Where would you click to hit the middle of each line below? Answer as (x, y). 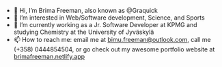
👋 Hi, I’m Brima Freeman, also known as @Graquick (86, 10)
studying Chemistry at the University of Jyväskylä (84, 32)
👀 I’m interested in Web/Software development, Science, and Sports (109, 18)
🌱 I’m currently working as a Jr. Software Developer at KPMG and (105, 25)
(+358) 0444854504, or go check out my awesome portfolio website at (114, 49)
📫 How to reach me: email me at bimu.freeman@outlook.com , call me (112, 40)
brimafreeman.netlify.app (49, 57)
